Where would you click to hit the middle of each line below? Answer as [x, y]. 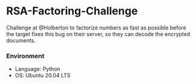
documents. [21, 40]
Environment [25, 56]
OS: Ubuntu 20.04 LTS [43, 76]
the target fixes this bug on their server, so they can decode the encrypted [98, 34]
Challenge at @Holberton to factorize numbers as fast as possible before [97, 28]
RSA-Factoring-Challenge [72, 11]
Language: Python [37, 69]
